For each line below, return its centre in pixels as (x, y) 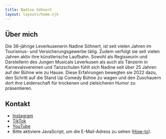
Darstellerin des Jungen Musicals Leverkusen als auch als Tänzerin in (77, 62)
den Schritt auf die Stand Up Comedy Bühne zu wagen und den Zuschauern (83, 78)
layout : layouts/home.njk (32, 14)
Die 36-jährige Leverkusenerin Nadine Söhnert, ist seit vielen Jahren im (78, 46)
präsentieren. (19, 88)
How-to (141, 132)
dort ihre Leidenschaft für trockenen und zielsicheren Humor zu (70, 83)
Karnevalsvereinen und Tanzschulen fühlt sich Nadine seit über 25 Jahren (81, 67)
